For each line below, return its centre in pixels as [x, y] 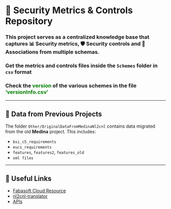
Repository [29, 21]
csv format [19, 72]
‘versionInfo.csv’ [27, 92]
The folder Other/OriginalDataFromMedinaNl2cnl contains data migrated [80, 126]
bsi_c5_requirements [34, 142]
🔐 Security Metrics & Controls [69, 10]
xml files [23, 158]
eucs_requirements [32, 147]
